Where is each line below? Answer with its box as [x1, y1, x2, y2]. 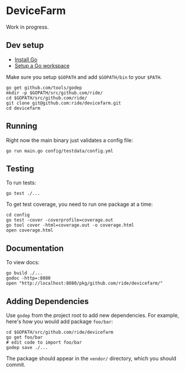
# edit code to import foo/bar [6, 340, 82, 346]
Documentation [6, 243, 64, 253]
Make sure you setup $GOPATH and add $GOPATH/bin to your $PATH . [6, 73, 162, 80]
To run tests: [6, 179, 36, 186]
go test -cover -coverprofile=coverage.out [6, 217, 114, 223]
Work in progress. [6, 23, 49, 30]
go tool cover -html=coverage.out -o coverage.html [6, 222, 134, 229]
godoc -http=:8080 [6, 275, 51, 281]
